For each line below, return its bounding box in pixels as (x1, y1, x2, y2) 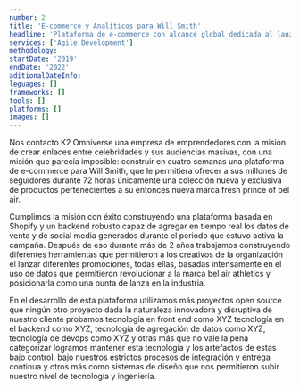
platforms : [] (9, 104, 62, 113)
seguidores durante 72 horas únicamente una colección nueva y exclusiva (9, 175, 283, 186)
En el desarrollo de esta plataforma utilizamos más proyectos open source (9, 295, 283, 306)
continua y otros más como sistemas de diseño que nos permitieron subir (9, 361, 279, 372)
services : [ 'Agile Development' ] (9, 37, 134, 47)
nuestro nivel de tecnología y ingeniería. (9, 371, 157, 382)
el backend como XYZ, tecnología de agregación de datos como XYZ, (9, 323, 266, 335)
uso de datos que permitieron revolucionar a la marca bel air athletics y (9, 269, 271, 279)
